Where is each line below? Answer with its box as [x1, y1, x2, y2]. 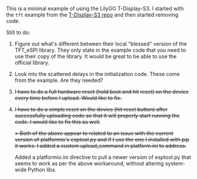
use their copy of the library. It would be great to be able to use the [14, 53, 177, 59]
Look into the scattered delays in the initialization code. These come [14, 71, 181, 77]
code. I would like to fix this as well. [14, 118, 101, 125]
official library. [14, 59, 50, 66]
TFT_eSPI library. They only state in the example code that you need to [14, 47, 186, 54]
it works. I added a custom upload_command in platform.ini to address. [14, 142, 187, 149]
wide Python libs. [14, 166, 57, 173]
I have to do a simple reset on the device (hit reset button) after [14, 106, 168, 112]
